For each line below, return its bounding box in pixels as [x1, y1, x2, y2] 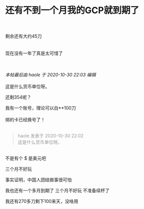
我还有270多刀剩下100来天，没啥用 [5, 198, 78, 204]
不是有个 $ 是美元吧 [5, 155, 46, 161]
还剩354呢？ [5, 94, 31, 100]
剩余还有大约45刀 [5, 33, 42, 39]
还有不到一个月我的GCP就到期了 [5, 5, 139, 16]
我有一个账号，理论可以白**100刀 [5, 105, 76, 111]
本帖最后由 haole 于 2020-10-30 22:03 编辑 [5, 71, 96, 77]
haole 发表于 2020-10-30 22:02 [17, 133, 84, 139]
